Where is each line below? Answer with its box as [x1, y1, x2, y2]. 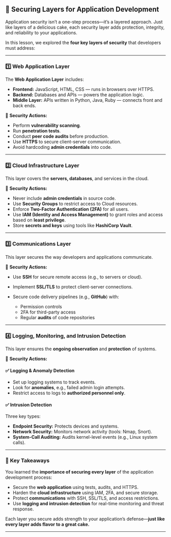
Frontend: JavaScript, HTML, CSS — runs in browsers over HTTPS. [12, 86, 154, 93]
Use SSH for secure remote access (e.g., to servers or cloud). [12, 274, 142, 280]
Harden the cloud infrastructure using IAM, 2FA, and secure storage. [12, 489, 159, 496]
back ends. [12, 103, 37, 109]
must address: [5, 44, 36, 51]
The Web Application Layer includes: [5, 76, 84, 82]
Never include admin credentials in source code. [12, 195, 116, 202]
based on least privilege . [12, 217, 66, 223]
